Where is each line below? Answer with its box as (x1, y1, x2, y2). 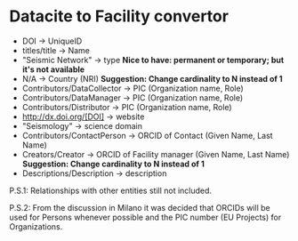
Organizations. (9, 221, 63, 232)
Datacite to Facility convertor (9, 6, 230, 27)
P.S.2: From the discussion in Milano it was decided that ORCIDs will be (9, 202, 270, 213)
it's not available (21, 64, 85, 75)
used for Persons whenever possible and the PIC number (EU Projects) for (9, 212, 282, 222)
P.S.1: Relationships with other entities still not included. (9, 185, 212, 196)
